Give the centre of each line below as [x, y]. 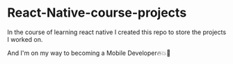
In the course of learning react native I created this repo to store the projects [117, 32]
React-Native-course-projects [97, 13]
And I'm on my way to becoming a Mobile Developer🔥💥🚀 [89, 53]
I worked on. [25, 39]
